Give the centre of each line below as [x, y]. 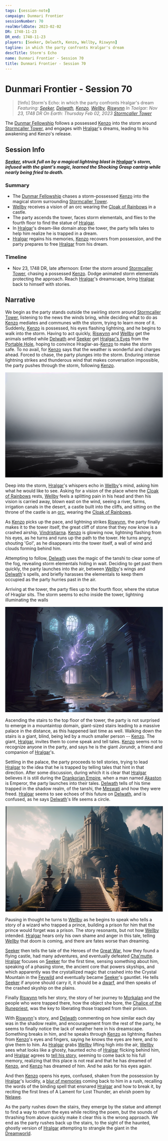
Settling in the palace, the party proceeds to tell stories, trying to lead [76, 762]
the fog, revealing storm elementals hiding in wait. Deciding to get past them [84, 564]
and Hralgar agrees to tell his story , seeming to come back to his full [75, 1055]
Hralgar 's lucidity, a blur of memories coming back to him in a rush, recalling [84, 1081]
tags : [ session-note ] [28, 11]
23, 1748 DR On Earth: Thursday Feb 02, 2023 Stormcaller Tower [84, 113]
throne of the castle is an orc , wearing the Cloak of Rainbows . [69, 512]
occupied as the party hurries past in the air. [51, 580]
